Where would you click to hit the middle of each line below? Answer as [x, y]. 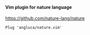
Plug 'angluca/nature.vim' [34, 28]
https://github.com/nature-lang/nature [45, 18]
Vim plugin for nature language [39, 7]
